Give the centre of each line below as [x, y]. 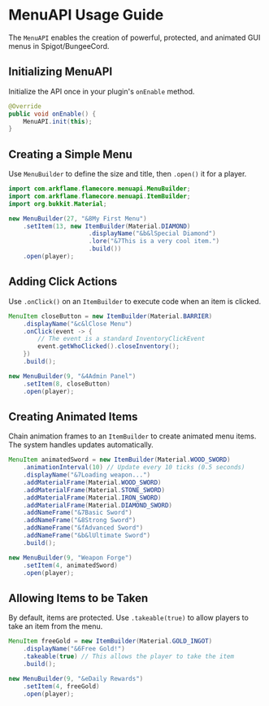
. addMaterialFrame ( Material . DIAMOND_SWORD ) [98, 505]
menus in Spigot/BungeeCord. [59, 46]
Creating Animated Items [73, 416]
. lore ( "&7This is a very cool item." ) [154, 242]
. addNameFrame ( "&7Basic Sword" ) [78, 513]
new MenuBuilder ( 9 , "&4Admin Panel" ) [72, 376]
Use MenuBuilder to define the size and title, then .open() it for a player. [128, 174]
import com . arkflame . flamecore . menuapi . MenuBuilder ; [100, 189]
